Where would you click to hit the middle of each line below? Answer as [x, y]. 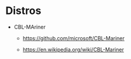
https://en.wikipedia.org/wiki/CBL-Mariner [73, 49]
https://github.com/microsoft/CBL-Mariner [74, 38]
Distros [23, 11]
